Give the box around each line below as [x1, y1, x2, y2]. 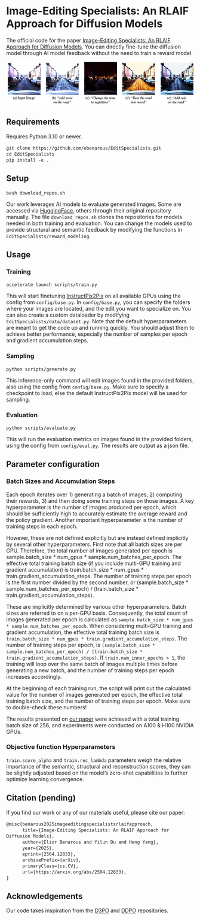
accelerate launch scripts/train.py [6, 282, 97, 288]
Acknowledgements [6, 891, 83, 901]
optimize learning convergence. [6, 775, 85, 782]
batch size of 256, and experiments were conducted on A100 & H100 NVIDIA [6, 721, 194, 728]
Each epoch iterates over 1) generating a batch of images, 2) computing [6, 491, 183, 498]
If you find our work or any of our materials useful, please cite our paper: [6, 809, 185, 816]
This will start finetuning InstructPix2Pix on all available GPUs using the [6, 292, 181, 300]
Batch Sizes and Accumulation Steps [6, 477, 115, 485]
